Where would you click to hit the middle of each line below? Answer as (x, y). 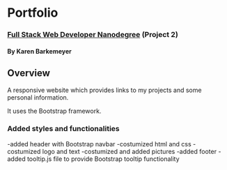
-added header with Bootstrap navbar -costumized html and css (99, 144)
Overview (29, 74)
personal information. (38, 97)
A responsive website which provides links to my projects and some (104, 90)
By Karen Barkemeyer (39, 51)
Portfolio (33, 13)
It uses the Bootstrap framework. (54, 111)
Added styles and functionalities (63, 129)
